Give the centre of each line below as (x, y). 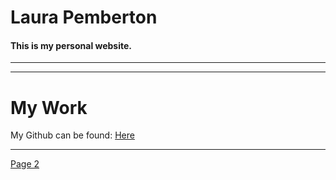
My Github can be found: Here (72, 135)
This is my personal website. (71, 45)
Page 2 (25, 164)
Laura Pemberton (84, 17)
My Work (49, 107)
